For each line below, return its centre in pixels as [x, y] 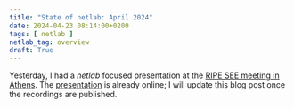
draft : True [31, 50]
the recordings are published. [63, 95]
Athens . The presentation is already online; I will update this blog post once [147, 85]
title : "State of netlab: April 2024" [81, 17]
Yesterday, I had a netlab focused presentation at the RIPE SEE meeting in [145, 75]
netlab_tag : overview [49, 42]
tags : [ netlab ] [41, 34]
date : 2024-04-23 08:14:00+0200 [69, 26]
